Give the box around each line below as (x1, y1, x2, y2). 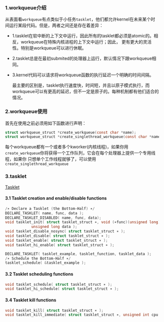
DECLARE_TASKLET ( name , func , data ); (5, 210, 84, 216)
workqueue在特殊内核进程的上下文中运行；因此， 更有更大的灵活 (20, 39, 152, 45)
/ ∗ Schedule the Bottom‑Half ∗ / (5, 256, 71, 261)
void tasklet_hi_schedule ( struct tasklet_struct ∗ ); (5, 286, 119, 292)
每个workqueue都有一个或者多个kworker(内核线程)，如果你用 (5, 144, 128, 150)
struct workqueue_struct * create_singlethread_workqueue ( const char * (5, 135, 152, 139)
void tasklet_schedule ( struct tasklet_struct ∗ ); (5, 282, 112, 287)
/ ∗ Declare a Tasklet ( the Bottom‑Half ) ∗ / (5, 206, 95, 211)
